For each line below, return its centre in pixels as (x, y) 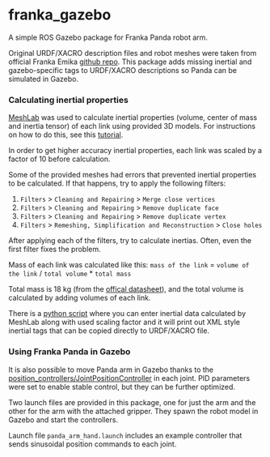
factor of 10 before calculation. (59, 159)
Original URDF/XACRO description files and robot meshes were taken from (133, 53)
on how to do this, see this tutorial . (66, 135)
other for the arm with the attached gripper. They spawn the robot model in (133, 411)
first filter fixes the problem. (55, 250)
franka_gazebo (60, 15)
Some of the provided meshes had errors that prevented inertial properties (133, 175)
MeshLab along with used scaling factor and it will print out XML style (124, 322)
